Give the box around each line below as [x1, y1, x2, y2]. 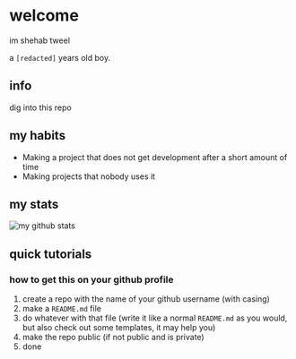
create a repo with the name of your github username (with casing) [22, 294, 271, 304]
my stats [9, 196, 59, 211]
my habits [9, 128, 65, 143]
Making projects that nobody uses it [22, 171, 155, 182]
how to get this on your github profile [9, 273, 174, 286]
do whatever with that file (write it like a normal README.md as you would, [22, 312, 288, 323]
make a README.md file [22, 303, 101, 314]
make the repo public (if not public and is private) [22, 332, 205, 343]
